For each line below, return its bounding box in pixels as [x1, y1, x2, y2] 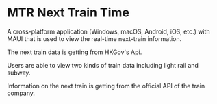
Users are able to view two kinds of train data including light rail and [7, 61, 199, 69]
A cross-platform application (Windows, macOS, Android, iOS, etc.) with [7, 27, 210, 36]
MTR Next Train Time [7, 5, 130, 21]
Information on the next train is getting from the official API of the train [7, 81, 205, 90]
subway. [7, 68, 31, 77]
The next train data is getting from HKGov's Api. [7, 48, 142, 56]
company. [7, 89, 36, 97]
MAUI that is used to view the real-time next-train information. [7, 34, 182, 42]
